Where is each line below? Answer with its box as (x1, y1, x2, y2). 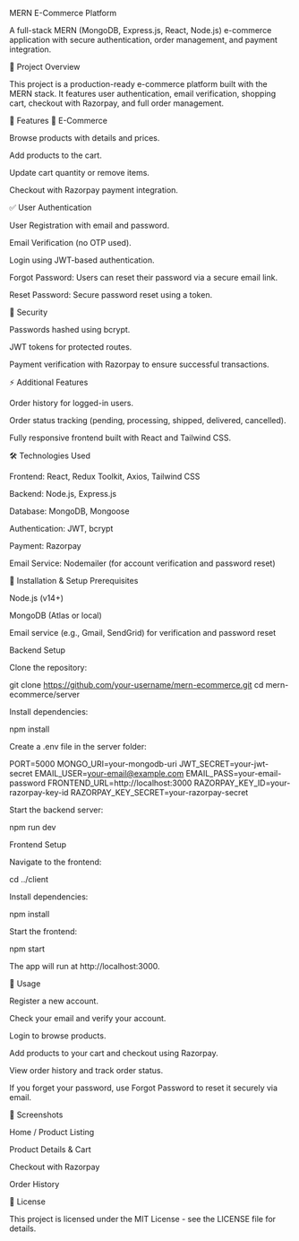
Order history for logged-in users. (9, 398, 134, 408)
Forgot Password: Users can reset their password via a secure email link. (9, 273, 278, 282)
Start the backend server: (9, 804, 104, 815)
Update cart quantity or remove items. (9, 168, 150, 178)
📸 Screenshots (9, 1109, 64, 1120)
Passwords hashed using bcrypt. (9, 325, 131, 334)
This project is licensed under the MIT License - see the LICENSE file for (9, 1214, 276, 1224)
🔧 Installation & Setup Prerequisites (9, 576, 139, 586)
